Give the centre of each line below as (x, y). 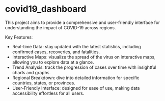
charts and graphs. (31, 72)
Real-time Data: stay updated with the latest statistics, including (77, 46)
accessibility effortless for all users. (48, 93)
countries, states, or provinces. (43, 83)
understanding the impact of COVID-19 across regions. (61, 27)
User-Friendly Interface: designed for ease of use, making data (76, 88)
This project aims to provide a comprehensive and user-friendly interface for (82, 22)
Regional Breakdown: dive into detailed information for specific (76, 78)
